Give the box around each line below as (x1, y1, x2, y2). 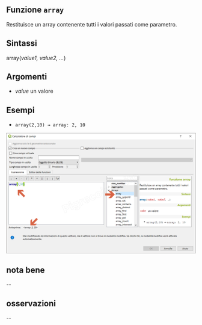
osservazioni (6, 298, 56, 309)
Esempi (6, 105, 35, 115)
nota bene (6, 265, 45, 276)
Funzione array (6, 5, 64, 15)
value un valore (14, 87, 54, 95)
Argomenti (6, 72, 47, 82)
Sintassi (6, 39, 37, 49)
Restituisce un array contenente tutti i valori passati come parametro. (6, 20, 177, 28)
